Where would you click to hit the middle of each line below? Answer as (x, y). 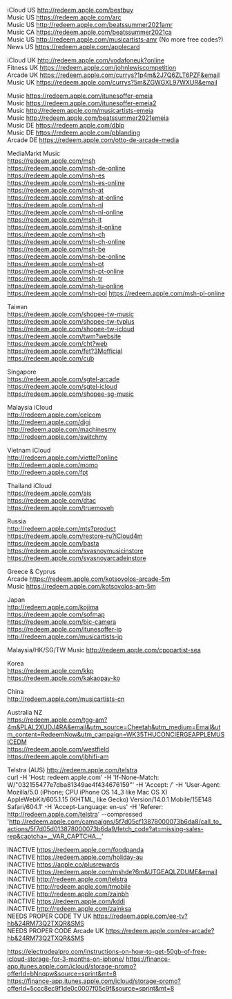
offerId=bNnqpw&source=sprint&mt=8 (62, 974)
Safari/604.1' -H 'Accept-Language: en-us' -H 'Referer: (85, 807)
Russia (17, 521)
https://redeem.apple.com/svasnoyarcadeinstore (77, 558)
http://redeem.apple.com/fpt (48, 472)
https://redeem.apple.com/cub (51, 358)
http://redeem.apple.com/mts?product (61, 529)
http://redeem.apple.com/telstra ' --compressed (75, 814)
